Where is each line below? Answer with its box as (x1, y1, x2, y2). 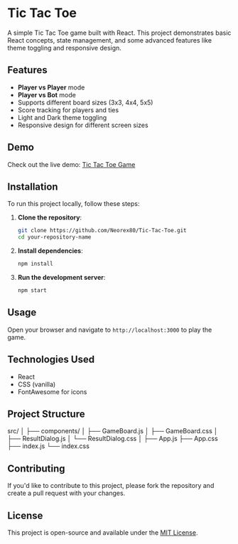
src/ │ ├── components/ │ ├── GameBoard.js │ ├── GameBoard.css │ (7, 427, 218, 435)
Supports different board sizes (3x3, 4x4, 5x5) (17, 98, 153, 107)
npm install (17, 261, 53, 268)
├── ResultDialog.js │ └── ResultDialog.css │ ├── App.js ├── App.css (7, 435, 218, 443)
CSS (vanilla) (17, 380, 56, 388)
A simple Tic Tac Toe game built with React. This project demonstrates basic (7, 28, 232, 37)
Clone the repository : (17, 213, 82, 222)
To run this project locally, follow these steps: (7, 200, 140, 208)
